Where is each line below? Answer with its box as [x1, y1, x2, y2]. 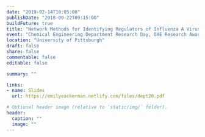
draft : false [6, 43, 40, 49]
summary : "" [6, 71, 37, 77]
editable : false [6, 60, 48, 66]
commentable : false [6, 54, 56, 60]
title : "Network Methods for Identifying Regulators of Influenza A [6, 26, 184, 32]
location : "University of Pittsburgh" [6, 37, 105, 43]
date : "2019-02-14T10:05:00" [6, 9, 81, 15]
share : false [6, 49, 40, 55]
